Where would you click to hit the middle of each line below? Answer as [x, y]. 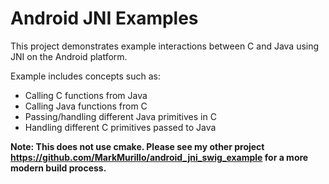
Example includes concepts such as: [85, 76]
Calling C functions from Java [86, 95]
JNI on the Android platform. [69, 56]
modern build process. [58, 168]
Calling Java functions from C [86, 106]
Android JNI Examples [104, 18]
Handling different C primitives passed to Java [120, 127]
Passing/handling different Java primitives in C [120, 116]
